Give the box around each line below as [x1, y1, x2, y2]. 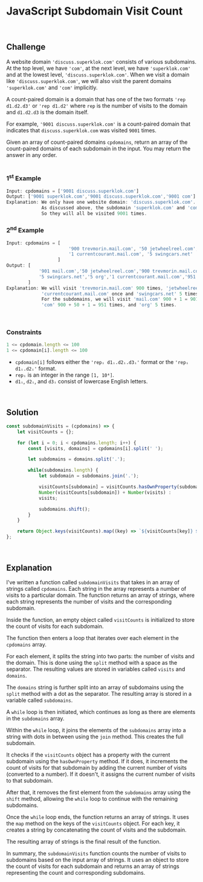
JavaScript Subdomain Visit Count [6, 4, 183, 18]
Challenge [6, 42, 46, 52]
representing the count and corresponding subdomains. [6, 869, 146, 876]
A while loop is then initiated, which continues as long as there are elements [6, 708, 196, 715]
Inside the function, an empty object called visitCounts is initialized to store [6, 616, 195, 623]
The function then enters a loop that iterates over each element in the [6, 634, 179, 641]
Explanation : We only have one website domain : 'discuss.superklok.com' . [6, 199, 196, 206]
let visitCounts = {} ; [17, 429, 74, 435]
